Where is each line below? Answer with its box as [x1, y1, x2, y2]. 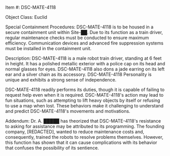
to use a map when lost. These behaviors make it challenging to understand [5, 103, 164, 108]
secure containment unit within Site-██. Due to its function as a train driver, [5, 29, 163, 35]
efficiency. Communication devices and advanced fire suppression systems [5, 40, 164, 46]
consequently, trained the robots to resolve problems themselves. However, [5, 134, 163, 140]
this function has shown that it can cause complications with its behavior [5, 139, 157, 145]
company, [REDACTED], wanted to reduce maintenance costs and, [5, 129, 145, 135]
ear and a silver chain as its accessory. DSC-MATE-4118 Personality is [5, 71, 152, 77]
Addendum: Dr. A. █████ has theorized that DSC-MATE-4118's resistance [5, 118, 161, 124]
